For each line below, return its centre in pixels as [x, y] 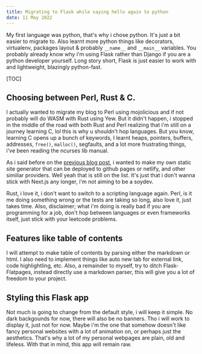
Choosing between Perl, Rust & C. [71, 97]
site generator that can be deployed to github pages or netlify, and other [96, 169]
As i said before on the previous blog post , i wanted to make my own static [99, 162]
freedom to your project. [37, 278]
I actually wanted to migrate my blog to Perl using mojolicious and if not [95, 112]
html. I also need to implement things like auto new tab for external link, [95, 259]
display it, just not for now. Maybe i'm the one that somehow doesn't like [96, 325]
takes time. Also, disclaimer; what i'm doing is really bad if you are [88, 206]
